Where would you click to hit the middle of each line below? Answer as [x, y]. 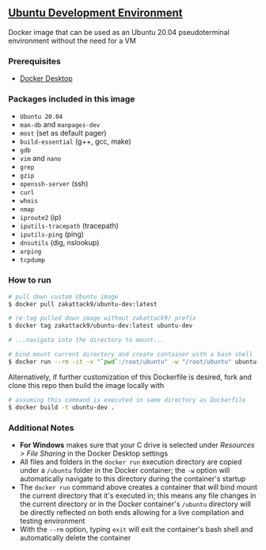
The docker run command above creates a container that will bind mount [139, 487]
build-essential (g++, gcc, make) [76, 141]
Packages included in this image [72, 99]
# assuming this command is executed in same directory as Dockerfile [127, 400]
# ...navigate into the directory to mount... [86, 340]
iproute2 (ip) [40, 217]
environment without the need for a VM [72, 40]
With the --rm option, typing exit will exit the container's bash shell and [136, 529]
